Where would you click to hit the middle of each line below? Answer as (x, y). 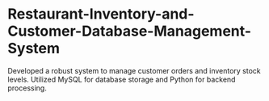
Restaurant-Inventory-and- (101, 14)
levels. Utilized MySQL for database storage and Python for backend (122, 79)
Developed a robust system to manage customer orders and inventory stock (134, 70)
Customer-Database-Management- (130, 31)
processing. (27, 88)
